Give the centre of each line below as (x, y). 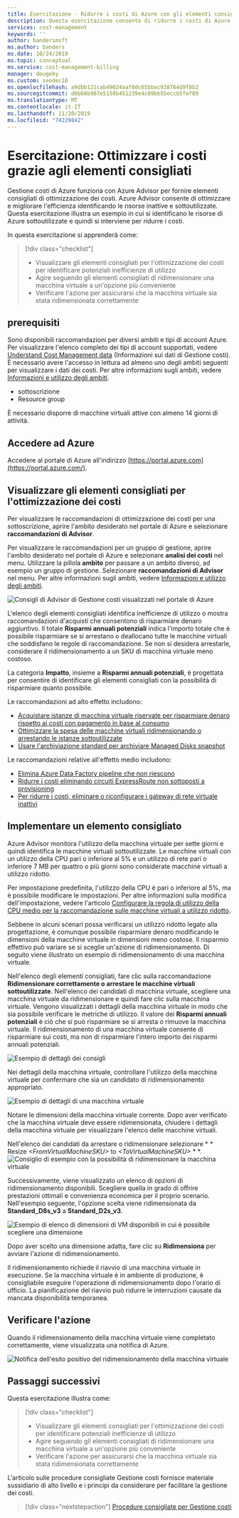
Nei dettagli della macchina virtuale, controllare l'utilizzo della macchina (112, 1072)
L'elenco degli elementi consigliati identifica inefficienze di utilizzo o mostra (118, 613)
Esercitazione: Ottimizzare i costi (107, 155)
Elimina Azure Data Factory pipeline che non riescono (96, 773)
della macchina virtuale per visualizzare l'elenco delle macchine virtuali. (112, 1130)
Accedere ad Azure (51, 443)
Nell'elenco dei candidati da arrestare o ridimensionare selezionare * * (110, 1144)
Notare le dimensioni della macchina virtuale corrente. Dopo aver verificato (117, 1115)
